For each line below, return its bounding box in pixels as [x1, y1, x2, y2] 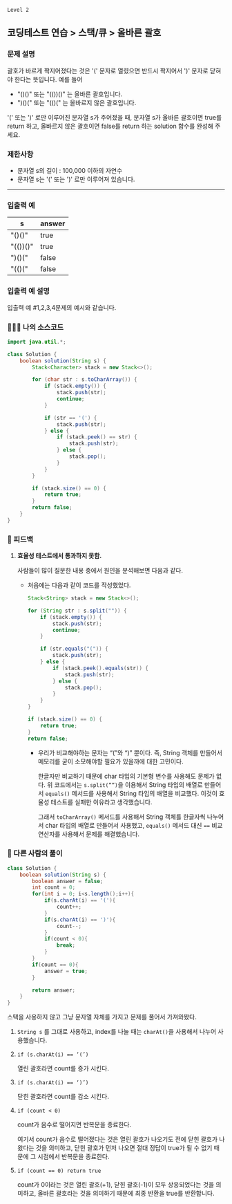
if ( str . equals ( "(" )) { [40, 645, 108, 653]
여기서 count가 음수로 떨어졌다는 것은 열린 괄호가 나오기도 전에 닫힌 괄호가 [17, 1135, 218, 1144]
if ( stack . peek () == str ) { [56, 434, 137, 441]
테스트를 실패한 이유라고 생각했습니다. [50, 797, 153, 806]
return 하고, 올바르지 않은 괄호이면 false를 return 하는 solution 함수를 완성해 [7, 122, 214, 130]
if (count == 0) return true [17, 1167, 101, 1175]
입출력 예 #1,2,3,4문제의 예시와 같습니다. [7, 303, 117, 311]
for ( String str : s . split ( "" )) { [27, 607, 127, 614]
